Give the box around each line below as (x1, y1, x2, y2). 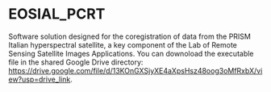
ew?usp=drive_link (8, 74, 71, 84)
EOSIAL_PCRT (8, 5, 106, 23)
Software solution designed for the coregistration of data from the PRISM (8, 31, 252, 41)
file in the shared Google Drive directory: (8, 57, 144, 67)
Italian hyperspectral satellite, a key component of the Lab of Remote (8, 40, 238, 49)
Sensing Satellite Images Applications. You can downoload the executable (8, 48, 254, 58)
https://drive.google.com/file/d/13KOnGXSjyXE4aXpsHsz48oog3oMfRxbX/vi (8, 65, 263, 75)
